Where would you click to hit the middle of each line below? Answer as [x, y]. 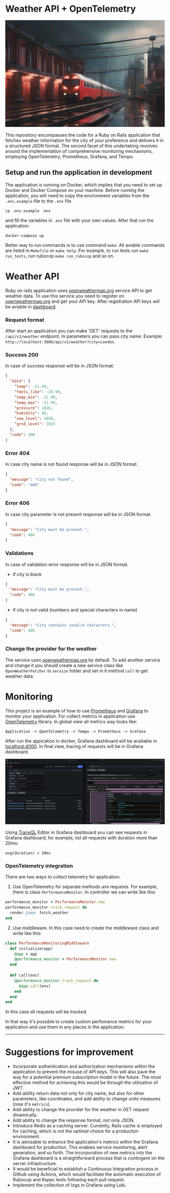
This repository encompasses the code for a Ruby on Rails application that [83, 135]
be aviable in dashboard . [31, 307]
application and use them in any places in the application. [65, 1027]
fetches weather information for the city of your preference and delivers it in [84, 140]
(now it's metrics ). [32, 1104]
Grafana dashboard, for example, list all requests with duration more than [81, 838]
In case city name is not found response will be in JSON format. [72, 464]
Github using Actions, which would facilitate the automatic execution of [87, 1174]
